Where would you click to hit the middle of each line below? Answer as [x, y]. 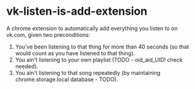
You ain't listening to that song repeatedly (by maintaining [88, 72]
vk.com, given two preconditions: [48, 34]
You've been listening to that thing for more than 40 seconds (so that [102, 47]
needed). [27, 66]
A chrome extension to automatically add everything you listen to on [92, 28]
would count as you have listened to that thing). [75, 53]
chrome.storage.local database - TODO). [66, 79]
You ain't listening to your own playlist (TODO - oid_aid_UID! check [99, 60]
